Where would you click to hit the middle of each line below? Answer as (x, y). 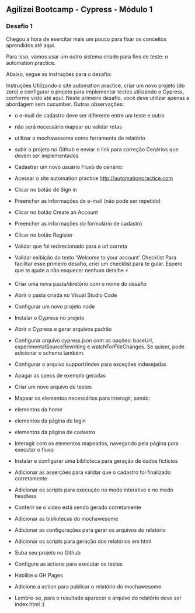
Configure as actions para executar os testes (68, 564)
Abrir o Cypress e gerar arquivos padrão (63, 329)
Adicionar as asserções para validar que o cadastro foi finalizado (93, 472)
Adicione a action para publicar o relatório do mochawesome (88, 586)
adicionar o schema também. (49, 352)
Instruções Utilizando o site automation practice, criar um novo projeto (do (95, 85)
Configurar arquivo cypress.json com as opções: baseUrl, (84, 340)
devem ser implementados (46, 155)
